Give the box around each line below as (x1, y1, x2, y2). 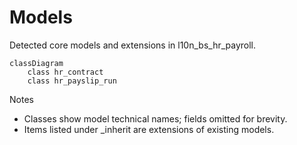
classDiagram (9, 58, 64, 68)
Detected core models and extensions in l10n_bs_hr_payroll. (9, 39, 257, 51)
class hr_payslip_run (27, 76, 117, 86)
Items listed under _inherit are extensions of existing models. (23, 123, 275, 135)
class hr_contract (27, 67, 104, 77)
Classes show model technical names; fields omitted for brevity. (23, 112, 288, 125)
